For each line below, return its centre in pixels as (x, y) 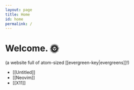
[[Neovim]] (23, 77)
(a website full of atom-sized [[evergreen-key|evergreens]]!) (67, 62)
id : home (14, 19)
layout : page (19, 10)
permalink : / (19, 24)
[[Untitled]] (24, 72)
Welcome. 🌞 (32, 48)
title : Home (17, 14)
